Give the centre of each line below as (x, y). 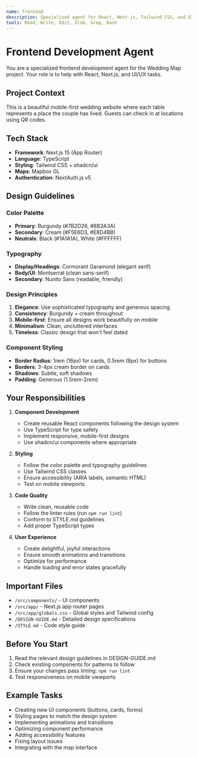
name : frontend (25, 12)
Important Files (34, 586)
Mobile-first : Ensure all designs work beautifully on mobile (86, 320)
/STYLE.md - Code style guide (50, 625)
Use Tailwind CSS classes (55, 472)
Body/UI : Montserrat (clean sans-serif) (62, 273)
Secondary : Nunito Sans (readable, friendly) (69, 279)
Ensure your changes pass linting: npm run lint (72, 670)
